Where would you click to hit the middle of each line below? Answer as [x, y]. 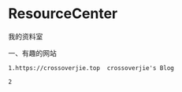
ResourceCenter [63, 14]
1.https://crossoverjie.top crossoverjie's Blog [91, 68]
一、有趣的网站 [32, 53]
